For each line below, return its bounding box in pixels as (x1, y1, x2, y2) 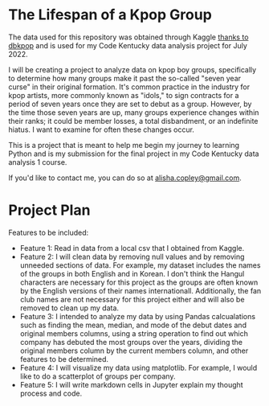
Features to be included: (8, 228, 89, 237)
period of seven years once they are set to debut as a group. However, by (8, 99, 252, 109)
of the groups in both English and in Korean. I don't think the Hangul (19, 269, 245, 278)
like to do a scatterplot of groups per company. (19, 371, 176, 381)
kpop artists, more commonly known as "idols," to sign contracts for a (8, 90, 239, 100)
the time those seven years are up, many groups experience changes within (8, 107, 259, 117)
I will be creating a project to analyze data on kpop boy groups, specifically (8, 64, 257, 74)
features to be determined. (19, 354, 109, 363)
